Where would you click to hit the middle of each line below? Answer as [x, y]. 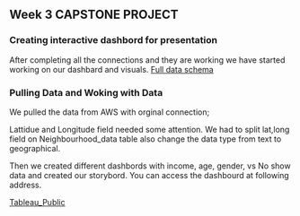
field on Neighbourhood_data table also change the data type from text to [146, 139]
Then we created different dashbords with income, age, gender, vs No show [150, 166]
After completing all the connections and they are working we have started [147, 60]
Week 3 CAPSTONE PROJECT [94, 15]
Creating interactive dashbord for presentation [114, 40]
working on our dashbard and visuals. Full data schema [111, 69]
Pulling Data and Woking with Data [86, 92]
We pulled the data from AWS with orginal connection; [110, 112]
